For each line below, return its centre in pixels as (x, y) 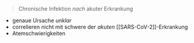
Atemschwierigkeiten (39, 33)
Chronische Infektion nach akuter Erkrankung (76, 9)
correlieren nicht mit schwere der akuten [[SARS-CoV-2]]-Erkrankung (100, 27)
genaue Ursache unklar (42, 20)
